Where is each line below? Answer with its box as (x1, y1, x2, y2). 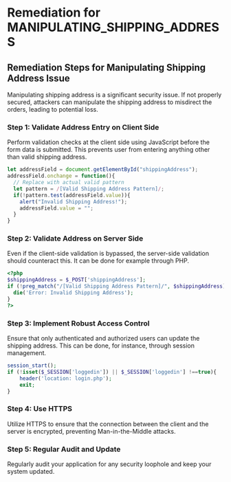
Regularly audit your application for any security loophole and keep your (7, 460, 212, 468)
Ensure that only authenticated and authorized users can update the (7, 334, 200, 343)
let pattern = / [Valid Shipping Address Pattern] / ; (13, 185, 165, 192)
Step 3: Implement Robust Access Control (7, 319, 150, 328)
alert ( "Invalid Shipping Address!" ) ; (19, 198, 128, 205)
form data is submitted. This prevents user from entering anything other (7, 145, 210, 154)
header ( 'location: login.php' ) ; (19, 374, 112, 382)
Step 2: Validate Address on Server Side (7, 234, 144, 243)
